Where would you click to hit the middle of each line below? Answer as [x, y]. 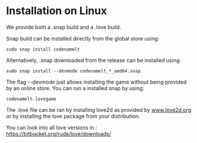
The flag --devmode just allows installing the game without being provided [96, 82]
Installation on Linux [56, 11]
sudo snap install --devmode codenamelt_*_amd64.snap [74, 71]
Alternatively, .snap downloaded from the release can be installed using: [94, 60]
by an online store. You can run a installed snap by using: [75, 88]
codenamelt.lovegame [31, 99]
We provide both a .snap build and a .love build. [64, 27]
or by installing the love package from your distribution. [73, 116]
